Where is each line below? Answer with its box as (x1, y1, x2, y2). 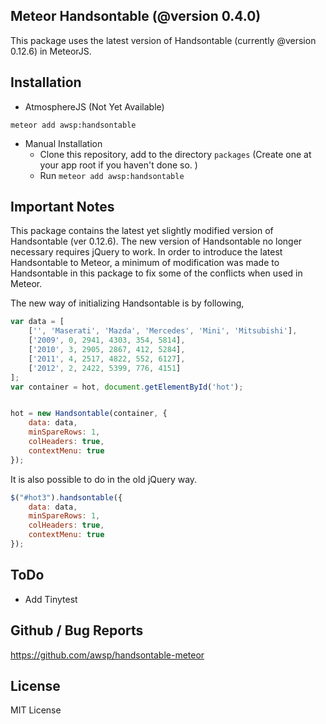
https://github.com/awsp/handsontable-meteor (10, 649, 205, 661)
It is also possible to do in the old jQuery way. (10, 473, 198, 485)
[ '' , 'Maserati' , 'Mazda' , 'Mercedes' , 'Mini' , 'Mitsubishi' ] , (28, 326, 298, 336)
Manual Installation (24, 137, 103, 149)
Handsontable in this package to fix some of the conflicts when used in (10, 267, 303, 279)
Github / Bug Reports (10, 622, 144, 639)
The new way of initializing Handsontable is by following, (10, 297, 245, 309)
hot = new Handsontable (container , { (10, 409, 168, 419)
